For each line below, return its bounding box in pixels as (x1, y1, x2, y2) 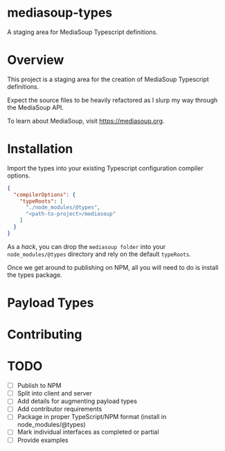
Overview (7, 52, 64, 68)
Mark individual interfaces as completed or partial (17, 428, 159, 436)
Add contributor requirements (17, 405, 102, 414)
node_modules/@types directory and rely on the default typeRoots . (7, 250, 192, 258)
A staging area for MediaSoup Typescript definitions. (7, 28, 158, 36)
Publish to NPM (17, 382, 62, 390)
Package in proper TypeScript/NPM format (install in (17, 413, 167, 421)
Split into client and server (17, 389, 92, 398)
